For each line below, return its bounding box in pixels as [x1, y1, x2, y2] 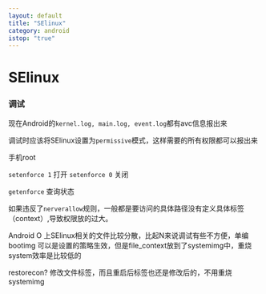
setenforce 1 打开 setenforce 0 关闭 [8, 169, 129, 179]
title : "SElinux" [8, 19, 66, 27]
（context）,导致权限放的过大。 [8, 213, 113, 223]
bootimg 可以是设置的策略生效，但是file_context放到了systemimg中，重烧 [8, 240, 252, 250]
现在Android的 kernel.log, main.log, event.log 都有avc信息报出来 [8, 118, 228, 128]
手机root [8, 152, 36, 162]
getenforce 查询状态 [8, 186, 75, 196]
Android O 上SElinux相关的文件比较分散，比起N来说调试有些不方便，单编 [8, 230, 249, 240]
